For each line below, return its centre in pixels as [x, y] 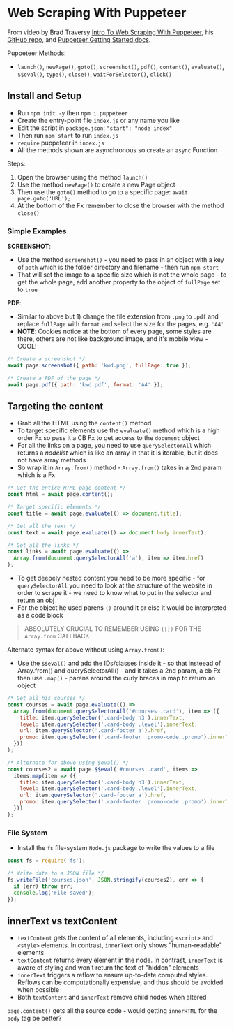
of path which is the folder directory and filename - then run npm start [118, 268]
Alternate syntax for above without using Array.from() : [86, 650]
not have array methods [52, 460]
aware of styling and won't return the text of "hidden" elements [108, 968]
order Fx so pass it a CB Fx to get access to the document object [108, 438]
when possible [38, 990]
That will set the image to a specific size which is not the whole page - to [122, 275]
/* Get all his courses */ [46, 699]
